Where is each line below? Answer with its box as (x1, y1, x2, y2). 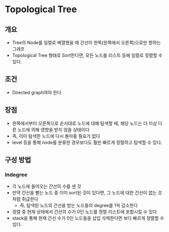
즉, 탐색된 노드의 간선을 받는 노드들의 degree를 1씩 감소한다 (19, 202, 138, 209)
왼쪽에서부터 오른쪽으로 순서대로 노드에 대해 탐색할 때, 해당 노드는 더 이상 (12, 120, 157, 126)
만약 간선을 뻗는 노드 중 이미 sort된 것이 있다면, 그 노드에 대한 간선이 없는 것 (12, 190, 162, 196)
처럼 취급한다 (12, 196, 39, 202)
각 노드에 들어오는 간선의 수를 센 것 (12, 183, 82, 189)
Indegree (5, 171, 27, 178)
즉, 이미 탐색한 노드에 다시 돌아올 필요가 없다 (12, 133, 100, 139)
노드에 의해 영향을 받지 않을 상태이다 (17, 126, 90, 133)
